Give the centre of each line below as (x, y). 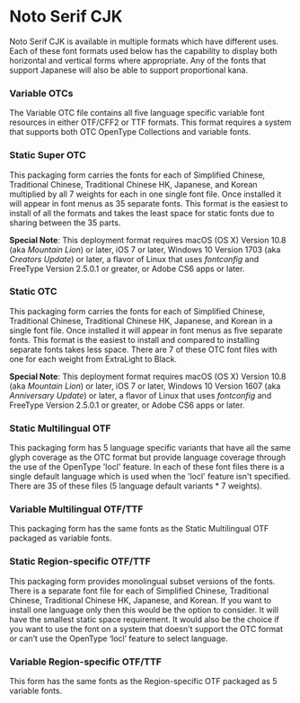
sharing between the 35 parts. (65, 223)
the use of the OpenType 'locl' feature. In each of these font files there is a (147, 467)
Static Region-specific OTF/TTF (80, 561)
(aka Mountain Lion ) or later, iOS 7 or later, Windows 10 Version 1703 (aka (145, 250)
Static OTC (33, 292)
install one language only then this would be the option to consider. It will (144, 610)
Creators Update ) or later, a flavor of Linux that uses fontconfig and (134, 259)
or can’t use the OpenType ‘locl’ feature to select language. (119, 638)
